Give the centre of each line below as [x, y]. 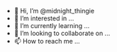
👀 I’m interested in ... [44, 18]
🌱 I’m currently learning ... [52, 26]
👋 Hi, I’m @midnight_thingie [54, 11]
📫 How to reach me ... [47, 41]
